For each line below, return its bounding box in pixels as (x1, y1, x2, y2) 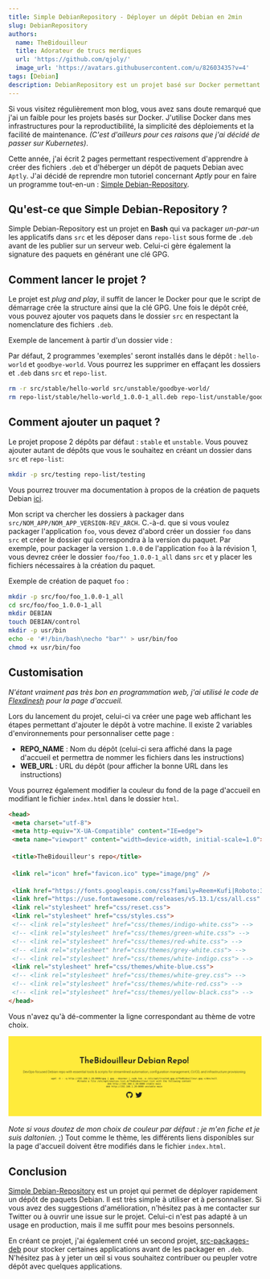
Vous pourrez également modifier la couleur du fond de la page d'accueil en (8, 785, 261, 795)
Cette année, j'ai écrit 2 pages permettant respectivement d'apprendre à (8, 154, 249, 163)
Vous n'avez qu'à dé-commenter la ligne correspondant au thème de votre (8, 1011, 256, 1021)
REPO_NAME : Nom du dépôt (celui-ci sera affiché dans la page (19, 744, 233, 754)
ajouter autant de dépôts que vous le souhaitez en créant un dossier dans (8, 445, 252, 454)
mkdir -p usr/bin (8, 627, 67, 635)
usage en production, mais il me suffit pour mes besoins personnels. (8, 1220, 235, 1230)
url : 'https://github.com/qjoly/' (15, 56, 131, 64)
